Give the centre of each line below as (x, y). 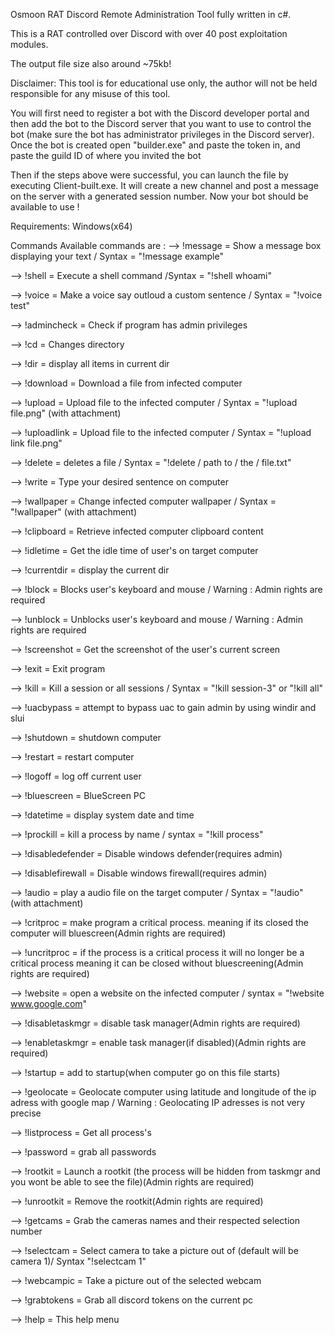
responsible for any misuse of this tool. (90, 93)
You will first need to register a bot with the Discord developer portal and (160, 113)
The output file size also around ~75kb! (91, 63)
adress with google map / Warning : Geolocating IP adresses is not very (158, 1102)
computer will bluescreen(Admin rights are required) (118, 933)
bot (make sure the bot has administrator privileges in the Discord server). (162, 134)
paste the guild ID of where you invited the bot (106, 155)
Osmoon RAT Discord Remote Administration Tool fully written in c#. (151, 14)
